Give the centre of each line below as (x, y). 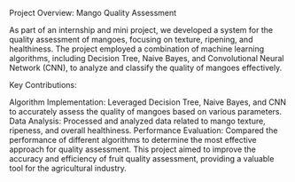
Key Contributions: (43, 85)
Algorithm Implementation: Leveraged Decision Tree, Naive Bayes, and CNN (147, 102)
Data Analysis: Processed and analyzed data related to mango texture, (137, 121)
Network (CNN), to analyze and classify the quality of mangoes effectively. (146, 67)
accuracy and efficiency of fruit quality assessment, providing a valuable (142, 158)
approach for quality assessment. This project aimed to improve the (133, 149)
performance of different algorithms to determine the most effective (133, 140)
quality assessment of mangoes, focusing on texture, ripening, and (131, 40)
